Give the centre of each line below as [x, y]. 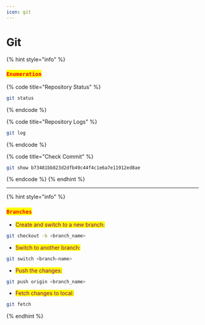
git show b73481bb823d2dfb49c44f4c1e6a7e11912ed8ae [73, 168]
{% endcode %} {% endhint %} [46, 179]
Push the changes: [39, 271]
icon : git [19, 12]
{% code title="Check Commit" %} [50, 156]
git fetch [19, 304]
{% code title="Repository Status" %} [54, 87]
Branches [19, 212]
